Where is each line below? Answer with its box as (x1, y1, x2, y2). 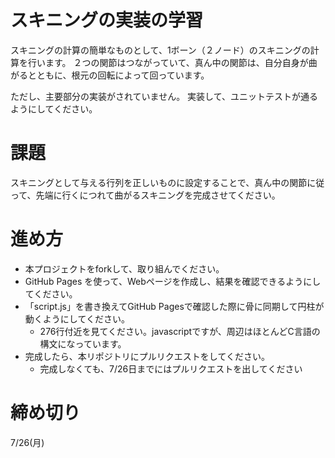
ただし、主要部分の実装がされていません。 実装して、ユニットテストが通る (10, 90, 318, 102)
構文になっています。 (39, 337, 127, 350)
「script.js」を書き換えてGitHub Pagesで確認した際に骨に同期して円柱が (24, 300, 325, 312)
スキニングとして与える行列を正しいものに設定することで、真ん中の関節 (10, 176, 308, 188)
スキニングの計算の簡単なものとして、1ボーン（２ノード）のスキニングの (10, 44, 311, 56)
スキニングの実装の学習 (10, 9, 204, 32)
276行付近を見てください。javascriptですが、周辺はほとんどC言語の (39, 325, 321, 337)
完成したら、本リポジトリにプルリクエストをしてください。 (24, 350, 270, 362)
